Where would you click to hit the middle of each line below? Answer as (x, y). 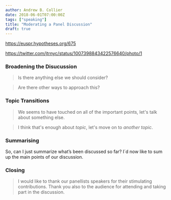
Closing (15, 170)
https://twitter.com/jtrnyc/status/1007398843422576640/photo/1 (74, 54)
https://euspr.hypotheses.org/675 (41, 43)
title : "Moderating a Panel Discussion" (49, 24)
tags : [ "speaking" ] (26, 19)
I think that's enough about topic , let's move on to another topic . (85, 127)
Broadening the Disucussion (41, 67)
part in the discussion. (41, 192)
